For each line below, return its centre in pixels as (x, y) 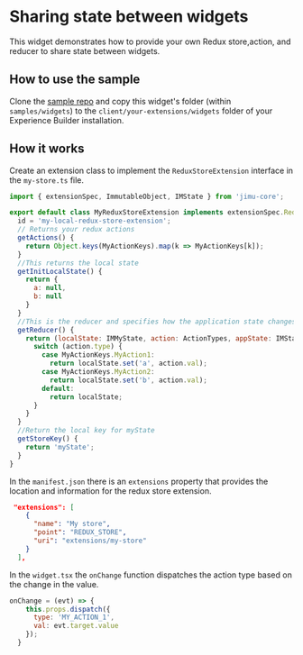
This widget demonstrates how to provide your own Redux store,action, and (150, 41)
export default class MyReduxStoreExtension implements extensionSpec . (147, 213)
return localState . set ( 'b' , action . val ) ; (128, 380)
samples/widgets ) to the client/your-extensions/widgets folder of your (141, 111)
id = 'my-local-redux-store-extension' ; (94, 221)
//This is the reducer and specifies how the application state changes (157, 322)
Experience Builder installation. (67, 120)
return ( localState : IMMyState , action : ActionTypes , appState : (149, 338)
